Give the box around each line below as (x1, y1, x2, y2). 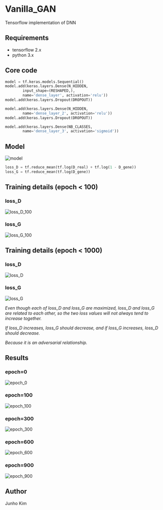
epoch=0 (5, 368, 28, 375)
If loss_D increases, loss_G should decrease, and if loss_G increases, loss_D (5, 325, 159, 331)
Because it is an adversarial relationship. (5, 340, 88, 345)
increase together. (5, 315, 42, 321)
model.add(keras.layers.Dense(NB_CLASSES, (5, 124, 93, 129)
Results (5, 354, 29, 362)
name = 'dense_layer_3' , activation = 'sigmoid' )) (22, 129, 119, 134)
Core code (5, 66, 38, 74)
